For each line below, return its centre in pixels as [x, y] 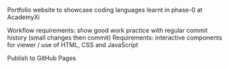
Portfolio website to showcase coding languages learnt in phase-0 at [105, 10]
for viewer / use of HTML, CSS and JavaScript [73, 45]
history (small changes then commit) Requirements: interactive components [115, 38]
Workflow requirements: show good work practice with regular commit [108, 30]
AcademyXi [23, 17]
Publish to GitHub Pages [42, 58]
